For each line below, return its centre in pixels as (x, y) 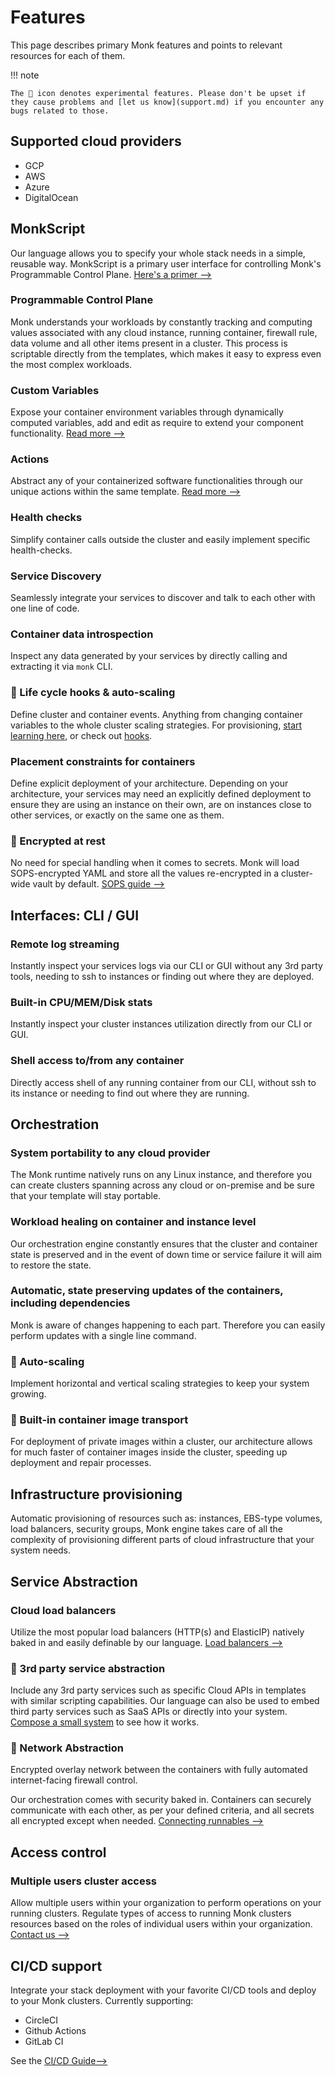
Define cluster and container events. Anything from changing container (156, 714)
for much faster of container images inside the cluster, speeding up (149, 1452)
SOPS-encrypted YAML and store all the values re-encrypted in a (145, 873)
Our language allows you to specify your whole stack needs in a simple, (158, 253)
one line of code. (45, 608)
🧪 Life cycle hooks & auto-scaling (93, 693)
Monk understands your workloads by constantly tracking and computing (161, 322)
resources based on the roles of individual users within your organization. (161, 1924)
